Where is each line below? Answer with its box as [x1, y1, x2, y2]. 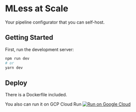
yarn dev [5, 65, 23, 70]
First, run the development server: [5, 46, 74, 52]
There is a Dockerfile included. [5, 92, 67, 98]
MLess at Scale [5, 3, 69, 14]
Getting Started [5, 33, 54, 42]
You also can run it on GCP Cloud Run [5, 101, 82, 107]
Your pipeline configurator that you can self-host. [5, 19, 105, 25]
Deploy [5, 79, 27, 87]
